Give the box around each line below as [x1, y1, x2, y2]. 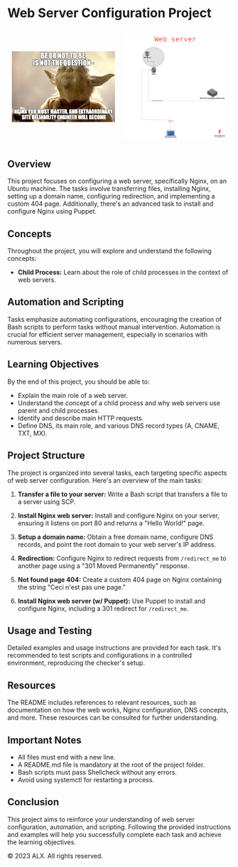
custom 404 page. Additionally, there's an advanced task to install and [7, 199, 214, 208]
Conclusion [7, 796, 60, 809]
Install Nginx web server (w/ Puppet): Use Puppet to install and [17, 597, 206, 605]
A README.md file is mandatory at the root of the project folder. [17, 760, 205, 769]
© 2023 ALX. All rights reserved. [7, 851, 103, 860]
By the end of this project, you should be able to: [7, 377, 150, 386]
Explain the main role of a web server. [17, 391, 129, 399]
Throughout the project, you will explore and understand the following [7, 247, 212, 256]
